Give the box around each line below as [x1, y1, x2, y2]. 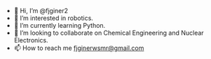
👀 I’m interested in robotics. [13, 14, 93, 22]
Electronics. [13, 36, 48, 44]
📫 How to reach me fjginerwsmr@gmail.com [13, 44, 144, 52]
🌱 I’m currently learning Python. [13, 22, 106, 29]
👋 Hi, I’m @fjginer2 [13, 7, 69, 15]
